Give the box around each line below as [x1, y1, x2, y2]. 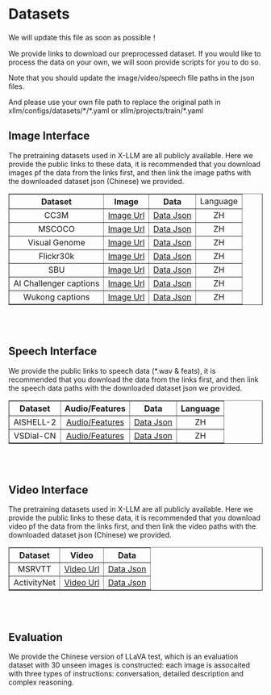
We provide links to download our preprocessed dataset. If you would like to [8, 48, 261, 58]
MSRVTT [17, 563, 52, 575]
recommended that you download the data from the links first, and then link [8, 375, 260, 384]
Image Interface [8, 129, 90, 143]
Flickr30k [38, 250, 75, 262]
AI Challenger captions [13, 278, 100, 289]
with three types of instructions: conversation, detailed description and [8, 669, 244, 679]
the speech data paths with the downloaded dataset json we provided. [8, 383, 243, 392]
